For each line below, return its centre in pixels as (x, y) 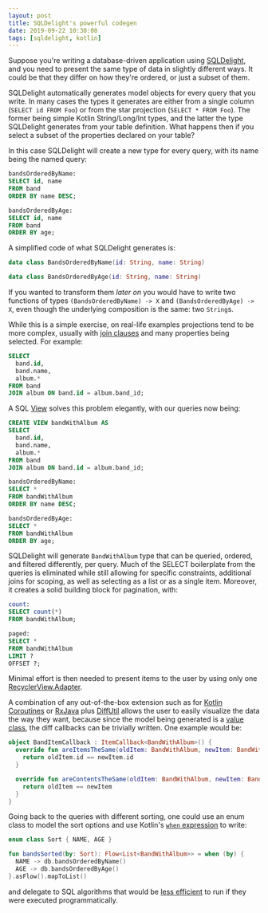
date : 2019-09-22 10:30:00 (53, 30)
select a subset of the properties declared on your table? (102, 136)
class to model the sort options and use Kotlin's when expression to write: (128, 825)
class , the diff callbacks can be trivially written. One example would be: (125, 728)
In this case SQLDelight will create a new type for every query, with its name (134, 151)
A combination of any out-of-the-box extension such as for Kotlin (116, 702)
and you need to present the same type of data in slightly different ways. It (131, 69)
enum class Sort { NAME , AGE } (60, 840)
